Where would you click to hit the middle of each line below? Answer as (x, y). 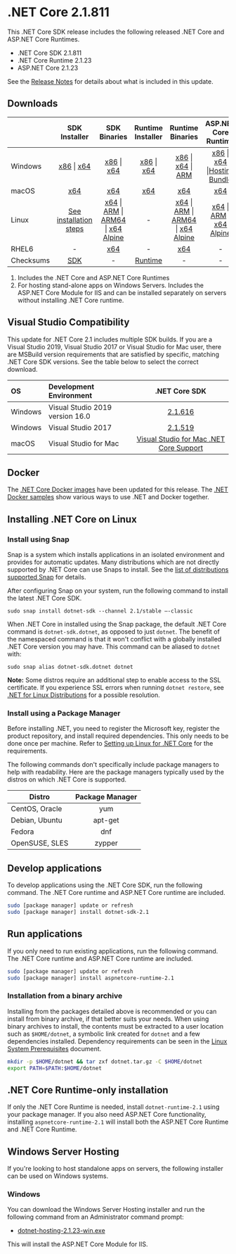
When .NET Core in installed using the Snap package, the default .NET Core (117, 625)
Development (71, 387)
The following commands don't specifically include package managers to (113, 765)
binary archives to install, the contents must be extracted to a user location (116, 1026)
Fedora (22, 832)
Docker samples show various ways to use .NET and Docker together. (108, 497)
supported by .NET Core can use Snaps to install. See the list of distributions (118, 570)
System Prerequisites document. (54, 1048)
